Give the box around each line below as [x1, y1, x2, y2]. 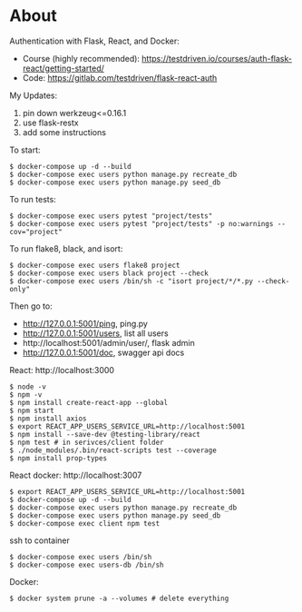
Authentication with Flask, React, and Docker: [9, 35, 180, 46]
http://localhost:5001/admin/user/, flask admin [22, 337, 195, 348]
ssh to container [9, 535, 71, 546]
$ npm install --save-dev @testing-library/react [9, 429, 201, 439]
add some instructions [22, 126, 107, 137]
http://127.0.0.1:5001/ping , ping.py [22, 318, 148, 329]
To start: [9, 144, 41, 155]
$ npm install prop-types [9, 453, 107, 463]
